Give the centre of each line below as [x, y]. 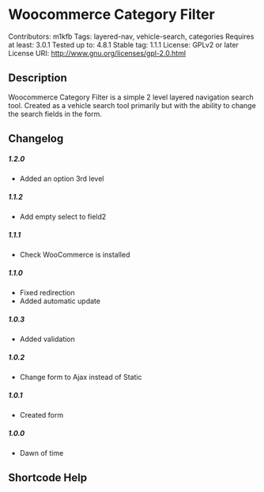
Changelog [36, 139]
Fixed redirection [47, 293]
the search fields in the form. [55, 114]
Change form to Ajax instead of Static [81, 377]
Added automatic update [60, 301]
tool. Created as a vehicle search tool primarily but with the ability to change [132, 105]
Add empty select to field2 [63, 217]
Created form [41, 415]
